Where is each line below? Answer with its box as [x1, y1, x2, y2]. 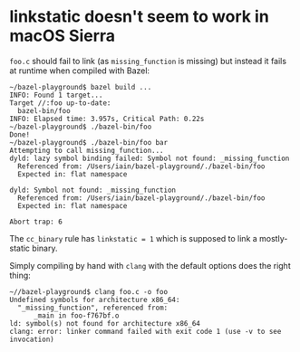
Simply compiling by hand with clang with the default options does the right [9, 260, 292, 271]
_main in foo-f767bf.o [33, 310, 120, 320]
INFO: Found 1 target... [9, 90, 103, 100]
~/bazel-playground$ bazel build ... [9, 82, 152, 91]
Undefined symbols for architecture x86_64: [9, 295, 180, 304]
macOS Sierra [9, 25, 116, 46]
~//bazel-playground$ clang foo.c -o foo [9, 287, 169, 296]
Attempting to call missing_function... [9, 146, 165, 155]
